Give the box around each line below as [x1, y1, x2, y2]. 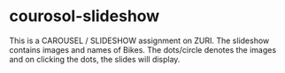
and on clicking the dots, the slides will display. [9, 54, 181, 64]
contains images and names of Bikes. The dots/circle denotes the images [9, 44, 277, 55]
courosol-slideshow [9, 6, 160, 26]
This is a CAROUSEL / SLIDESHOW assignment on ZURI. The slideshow [9, 35, 270, 46]
